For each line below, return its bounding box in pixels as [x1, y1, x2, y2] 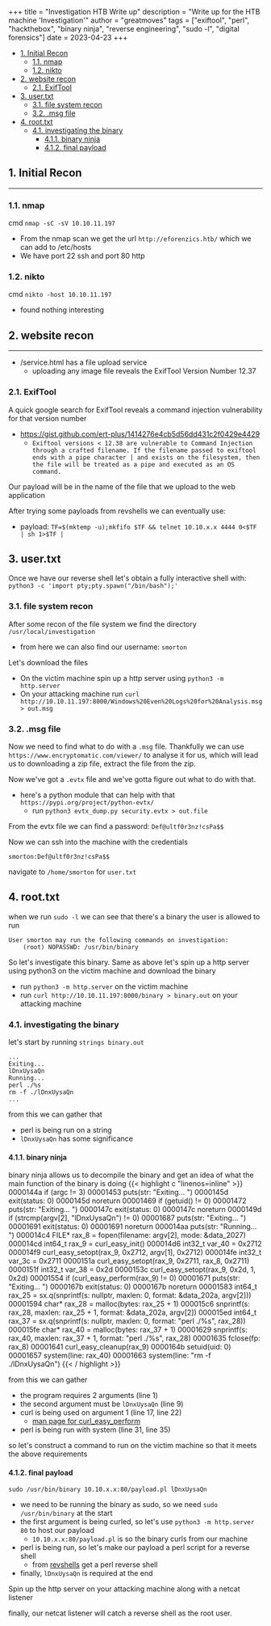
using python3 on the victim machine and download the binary [8, 965, 216, 975]
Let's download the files [8, 657, 89, 667]
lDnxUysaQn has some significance [19, 1134, 133, 1143]
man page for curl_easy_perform [31, 1417, 141, 1426]
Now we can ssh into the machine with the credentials [8, 837, 188, 847]
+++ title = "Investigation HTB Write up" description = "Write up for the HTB [8, 7, 261, 16]
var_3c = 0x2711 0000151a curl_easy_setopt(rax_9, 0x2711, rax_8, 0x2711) [8, 1256, 250, 1266]
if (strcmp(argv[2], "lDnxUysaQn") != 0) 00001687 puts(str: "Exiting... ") [8, 1213, 247, 1223]
